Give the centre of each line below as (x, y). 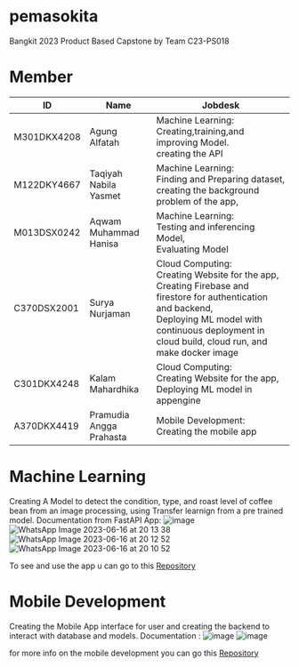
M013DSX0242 (47, 232)
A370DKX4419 (46, 426)
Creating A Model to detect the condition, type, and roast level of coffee (141, 501)
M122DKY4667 (48, 184)
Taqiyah (106, 173)
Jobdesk (221, 105)
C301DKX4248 (47, 383)
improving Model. (193, 142)
